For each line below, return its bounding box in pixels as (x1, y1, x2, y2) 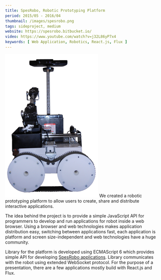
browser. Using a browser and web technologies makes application (5, 223, 142, 229)
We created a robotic (99, 193, 142, 199)
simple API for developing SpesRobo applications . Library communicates (5, 254, 154, 260)
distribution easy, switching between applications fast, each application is (5, 228, 156, 234)
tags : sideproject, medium (5, 24, 61, 29)
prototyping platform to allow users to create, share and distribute (5, 198, 140, 204)
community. (5, 239, 29, 245)
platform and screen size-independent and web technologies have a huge (5, 234, 156, 240)
